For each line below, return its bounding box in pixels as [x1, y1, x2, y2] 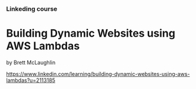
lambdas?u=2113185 [6, 77, 55, 84]
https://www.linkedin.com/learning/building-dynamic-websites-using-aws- [6, 70, 190, 77]
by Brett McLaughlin [6, 59, 56, 66]
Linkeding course [6, 5, 58, 13]
